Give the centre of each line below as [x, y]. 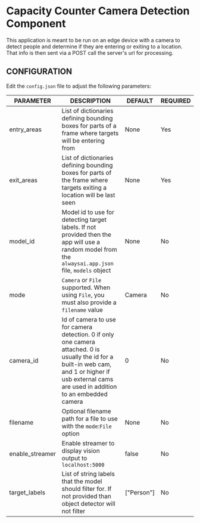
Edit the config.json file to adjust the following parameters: [79, 86]
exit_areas [23, 180]
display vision [81, 450]
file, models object [86, 270]
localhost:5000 [83, 465]
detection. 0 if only [88, 334]
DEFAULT [140, 101]
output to [74, 458]
